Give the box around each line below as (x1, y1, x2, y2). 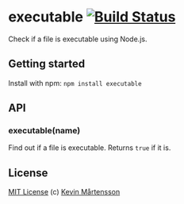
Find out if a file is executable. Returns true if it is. (8, 143, 171, 152)
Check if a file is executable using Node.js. (8, 34, 148, 44)
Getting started (8, 57, 86, 71)
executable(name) (8, 125, 81, 137)
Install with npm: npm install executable (8, 78, 142, 87)
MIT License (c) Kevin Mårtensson (8, 187, 121, 197)
